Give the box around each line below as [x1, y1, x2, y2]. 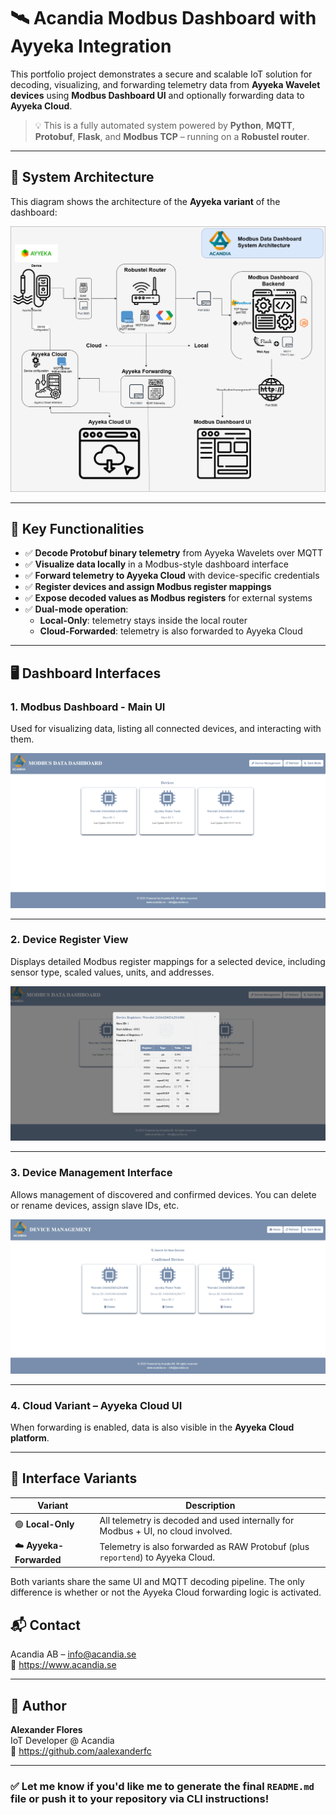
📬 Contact [10, 1616, 81, 1634]
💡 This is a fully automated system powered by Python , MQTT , [34, 119, 295, 131]
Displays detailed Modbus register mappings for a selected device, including [10, 955, 326, 967]
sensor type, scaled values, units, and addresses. [10, 966, 215, 978]
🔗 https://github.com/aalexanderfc [10, 1745, 152, 1757]
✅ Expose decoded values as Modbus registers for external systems [24, 592, 313, 604]
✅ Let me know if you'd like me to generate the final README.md [10, 1779, 315, 1793]
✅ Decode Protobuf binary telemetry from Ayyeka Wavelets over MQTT [24, 547, 324, 559]
